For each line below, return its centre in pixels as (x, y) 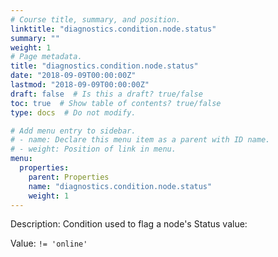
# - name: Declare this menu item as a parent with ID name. (140, 140)
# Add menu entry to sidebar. (73, 131)
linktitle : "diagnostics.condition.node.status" (113, 29)
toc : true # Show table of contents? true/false (116, 103)
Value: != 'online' (49, 243)
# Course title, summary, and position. (96, 19)
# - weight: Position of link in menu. (93, 149)
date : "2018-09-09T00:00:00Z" (73, 76)
